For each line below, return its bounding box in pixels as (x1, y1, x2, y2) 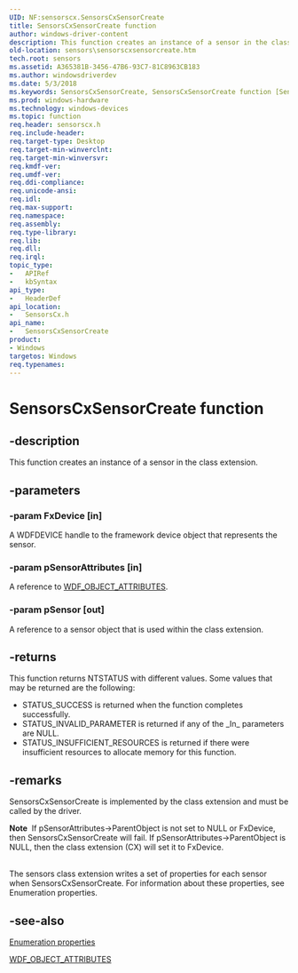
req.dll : (9, 244, 42, 253)
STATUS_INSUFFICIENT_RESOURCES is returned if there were (21, 738, 250, 748)
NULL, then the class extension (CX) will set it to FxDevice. (9, 841, 224, 853)
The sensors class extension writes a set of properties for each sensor (9, 868, 268, 880)
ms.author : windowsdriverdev (9, 71, 117, 80)
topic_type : (9, 261, 53, 270)
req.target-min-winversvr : (9, 153, 109, 163)
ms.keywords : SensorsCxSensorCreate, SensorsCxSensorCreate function (9, 87, 272, 96)
